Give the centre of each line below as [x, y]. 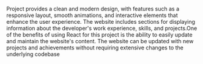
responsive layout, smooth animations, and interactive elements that [92, 15]
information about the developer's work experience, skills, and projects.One [102, 28]
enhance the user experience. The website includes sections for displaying [101, 22]
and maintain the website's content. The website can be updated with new [100, 41]
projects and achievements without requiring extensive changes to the [95, 48]
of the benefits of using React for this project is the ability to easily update [99, 35]
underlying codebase [33, 54]
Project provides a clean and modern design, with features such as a [93, 9]
